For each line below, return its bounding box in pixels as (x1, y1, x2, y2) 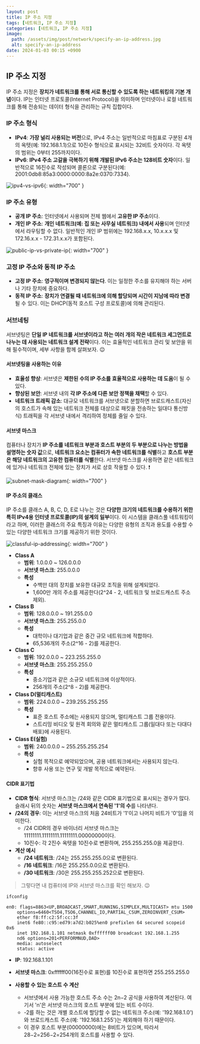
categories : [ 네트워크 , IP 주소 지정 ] (6, 25, 92, 32)
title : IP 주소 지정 (6, 14, 52, 20)
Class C (14, 647, 35, 654)
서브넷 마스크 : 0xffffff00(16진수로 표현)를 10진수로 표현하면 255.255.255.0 (14, 968, 190, 975)
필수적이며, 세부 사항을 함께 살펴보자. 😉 (12, 346, 105, 353)
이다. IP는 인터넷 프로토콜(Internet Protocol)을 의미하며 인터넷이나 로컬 (11, 95, 177, 102)
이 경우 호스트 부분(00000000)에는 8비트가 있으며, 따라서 (23, 1023, 159, 1031)
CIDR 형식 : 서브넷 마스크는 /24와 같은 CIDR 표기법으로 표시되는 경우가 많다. (14, 794, 190, 801)
